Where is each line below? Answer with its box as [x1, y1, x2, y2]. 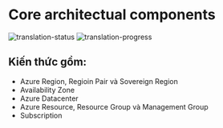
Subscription [19, 110, 63, 120]
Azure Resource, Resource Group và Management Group [19, 102, 209, 111]
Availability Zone [19, 85, 75, 94]
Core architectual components [8, 6, 216, 24]
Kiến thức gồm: [8, 55, 87, 69]
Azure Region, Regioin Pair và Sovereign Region [19, 76, 178, 86]
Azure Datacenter [19, 94, 79, 103]
